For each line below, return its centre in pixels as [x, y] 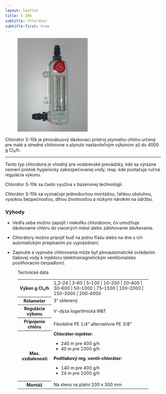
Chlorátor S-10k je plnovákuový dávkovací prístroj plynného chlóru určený [81, 139]
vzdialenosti [35, 358]
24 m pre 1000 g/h [81, 373]
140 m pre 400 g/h [81, 368]
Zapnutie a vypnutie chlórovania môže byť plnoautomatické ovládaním [84, 252]
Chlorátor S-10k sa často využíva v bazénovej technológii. [64, 184]
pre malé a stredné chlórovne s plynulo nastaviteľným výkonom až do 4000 [82, 145]
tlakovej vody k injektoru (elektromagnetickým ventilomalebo [74, 258]
